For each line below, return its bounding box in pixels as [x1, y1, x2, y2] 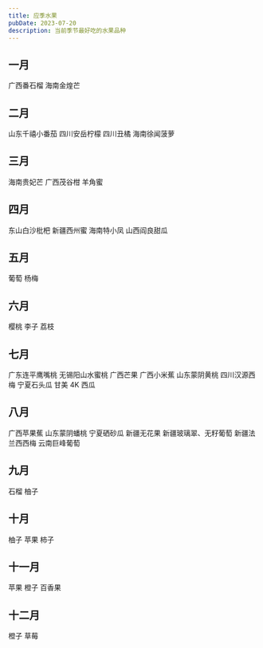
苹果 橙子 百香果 [8, 583, 61, 592]
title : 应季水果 [8, 11, 57, 20]
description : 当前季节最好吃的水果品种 [8, 26, 126, 34]
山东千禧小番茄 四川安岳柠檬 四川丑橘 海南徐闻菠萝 [8, 129, 175, 138]
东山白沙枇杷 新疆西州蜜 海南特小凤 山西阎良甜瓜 [8, 225, 168, 235]
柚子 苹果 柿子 [8, 535, 54, 544]
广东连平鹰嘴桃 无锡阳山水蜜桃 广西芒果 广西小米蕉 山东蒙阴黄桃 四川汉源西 [8, 370, 256, 379]
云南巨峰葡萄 [37, 438, 80, 447]
